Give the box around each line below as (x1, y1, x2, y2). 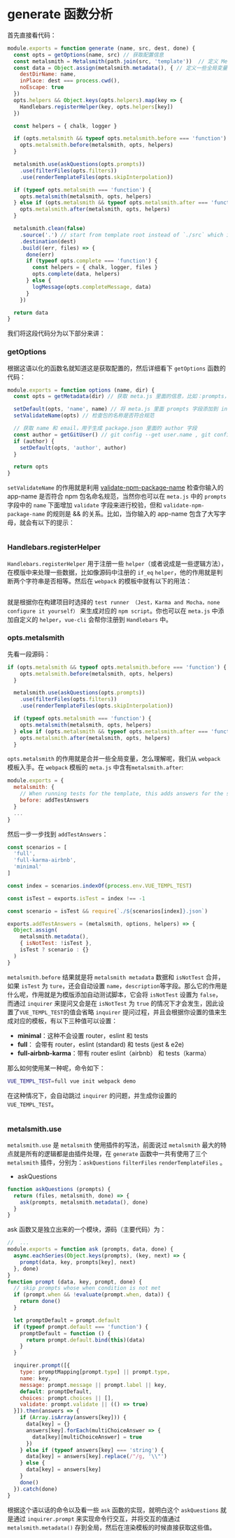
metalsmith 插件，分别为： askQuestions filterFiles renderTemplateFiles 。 (7, 1158, 227, 1167)
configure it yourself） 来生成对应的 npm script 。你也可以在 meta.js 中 (7, 606, 218, 615)
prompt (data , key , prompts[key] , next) (20, 1258, 136, 1266)
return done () (20, 1298, 61, 1305)
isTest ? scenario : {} (20, 946, 90, 953)
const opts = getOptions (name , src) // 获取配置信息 (13, 51, 164, 58)
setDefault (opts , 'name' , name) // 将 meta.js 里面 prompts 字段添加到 (13, 406, 218, 413)
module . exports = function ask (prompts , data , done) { (7, 1246, 173, 1253)
